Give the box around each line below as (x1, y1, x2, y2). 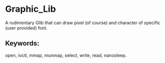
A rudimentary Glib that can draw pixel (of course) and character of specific (5, 20, 161, 26)
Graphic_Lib (5, 3, 56, 15)
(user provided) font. (5, 25, 48, 31)
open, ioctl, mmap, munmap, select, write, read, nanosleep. (5, 52, 127, 58)
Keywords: (5, 39, 40, 48)
